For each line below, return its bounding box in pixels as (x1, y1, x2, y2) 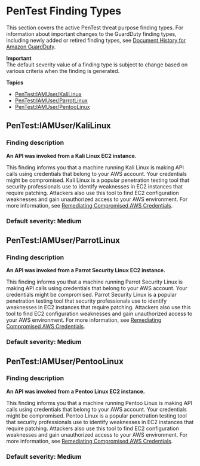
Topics (6, 79, 24, 86)
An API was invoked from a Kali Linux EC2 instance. (6, 152, 137, 159)
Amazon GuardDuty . (6, 43, 56, 50)
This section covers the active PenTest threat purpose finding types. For (6, 24, 184, 31)
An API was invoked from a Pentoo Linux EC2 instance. (6, 388, 145, 395)
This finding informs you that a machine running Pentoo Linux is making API (6, 399, 193, 406)
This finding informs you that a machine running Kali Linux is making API (6, 163, 184, 171)
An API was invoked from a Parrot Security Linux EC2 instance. (6, 267, 166, 274)
